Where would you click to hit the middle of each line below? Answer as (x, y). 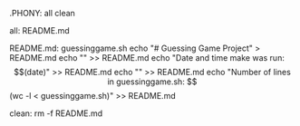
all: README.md (39, 30)
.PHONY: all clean (42, 13)
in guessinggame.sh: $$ (152, 82)
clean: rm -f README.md (56, 113)
